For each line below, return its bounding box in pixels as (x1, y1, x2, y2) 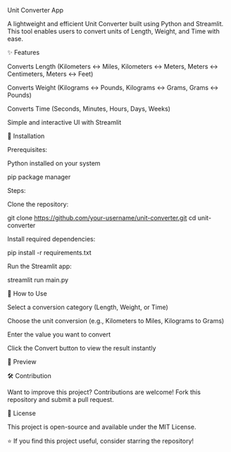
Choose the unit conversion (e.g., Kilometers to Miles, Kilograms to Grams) (7, 317, 225, 325)
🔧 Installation (7, 132, 45, 140)
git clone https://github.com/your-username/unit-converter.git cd (7, 214, 196, 222)
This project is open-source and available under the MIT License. (7, 422, 196, 431)
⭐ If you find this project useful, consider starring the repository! (7, 437, 194, 445)
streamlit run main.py (7, 276, 69, 284)
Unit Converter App (7, 6, 64, 14)
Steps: (7, 187, 26, 194)
